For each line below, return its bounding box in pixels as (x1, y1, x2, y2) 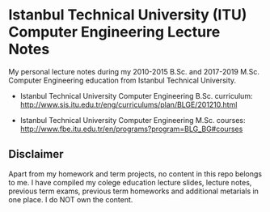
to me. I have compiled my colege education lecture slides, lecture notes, (8, 177, 252, 187)
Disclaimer (8, 147, 64, 161)
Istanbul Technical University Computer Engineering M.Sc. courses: (19, 115, 246, 125)
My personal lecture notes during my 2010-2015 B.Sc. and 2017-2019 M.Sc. (8, 66, 260, 76)
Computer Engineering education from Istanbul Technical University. (8, 75, 237, 85)
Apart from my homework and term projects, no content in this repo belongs (8, 168, 263, 179)
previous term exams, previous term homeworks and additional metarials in (8, 186, 259, 196)
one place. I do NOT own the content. (8, 194, 133, 204)
